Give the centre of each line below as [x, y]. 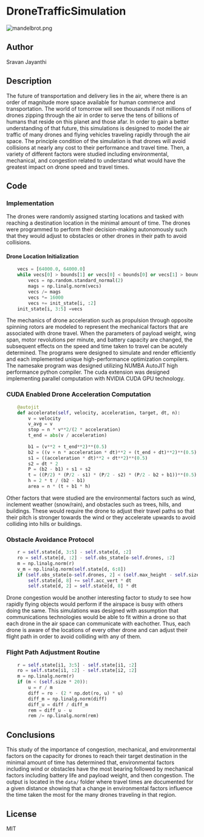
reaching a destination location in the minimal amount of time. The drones [98, 223]
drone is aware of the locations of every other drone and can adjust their [97, 630]
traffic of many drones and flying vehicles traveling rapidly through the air [98, 135]
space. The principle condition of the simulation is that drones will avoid [96, 141]
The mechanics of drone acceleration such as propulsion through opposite [100, 320]
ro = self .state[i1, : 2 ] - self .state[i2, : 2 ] [77, 671]
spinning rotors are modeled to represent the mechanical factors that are [97, 327]
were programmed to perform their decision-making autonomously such [97, 229]
